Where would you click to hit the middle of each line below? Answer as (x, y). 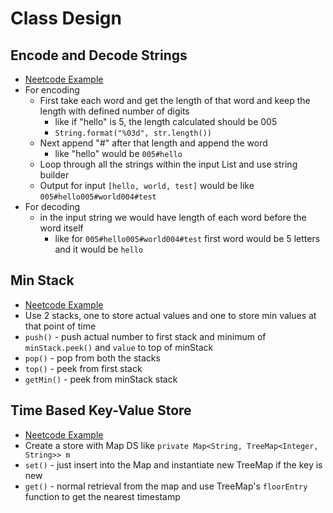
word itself (61, 228)
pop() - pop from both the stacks (92, 358)
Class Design (66, 18)
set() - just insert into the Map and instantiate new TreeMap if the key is (173, 464)
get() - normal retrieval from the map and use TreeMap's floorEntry (166, 486)
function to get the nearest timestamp (102, 496)
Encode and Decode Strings (99, 55)
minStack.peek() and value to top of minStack (119, 347)
